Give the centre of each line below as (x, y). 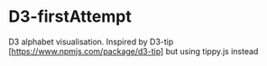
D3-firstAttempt (70, 17)
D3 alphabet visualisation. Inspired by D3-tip (91, 42)
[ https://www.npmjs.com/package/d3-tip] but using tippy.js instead (133, 51)
